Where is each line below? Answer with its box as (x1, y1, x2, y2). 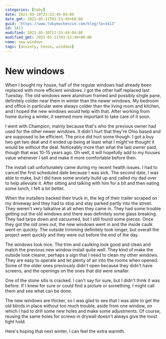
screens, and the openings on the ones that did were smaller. (5, 268, 130, 274)
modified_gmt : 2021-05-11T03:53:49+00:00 (5, 35, 92, 40)
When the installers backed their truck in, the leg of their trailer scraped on (5, 195, 158, 201)
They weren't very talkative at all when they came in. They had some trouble (5, 205, 161, 211)
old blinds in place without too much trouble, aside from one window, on (5, 303, 153, 309)
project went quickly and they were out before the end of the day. (5, 231, 139, 238)
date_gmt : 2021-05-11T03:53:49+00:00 (5, 16, 83, 21)
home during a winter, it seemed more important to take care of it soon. (5, 113, 151, 119)
